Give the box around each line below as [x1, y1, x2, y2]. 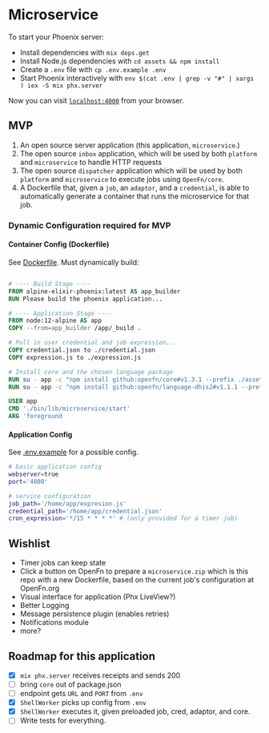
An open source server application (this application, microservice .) [19, 140, 240, 150]
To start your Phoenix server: [8, 32, 104, 42]
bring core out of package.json [19, 679, 122, 690]
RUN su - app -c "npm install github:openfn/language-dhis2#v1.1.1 [8, 383, 239, 391]
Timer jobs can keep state [19, 558, 106, 568]
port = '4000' [8, 477, 48, 485]
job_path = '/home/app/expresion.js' [8, 499, 127, 508]
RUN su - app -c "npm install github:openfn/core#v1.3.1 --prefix [8, 375, 235, 384]
